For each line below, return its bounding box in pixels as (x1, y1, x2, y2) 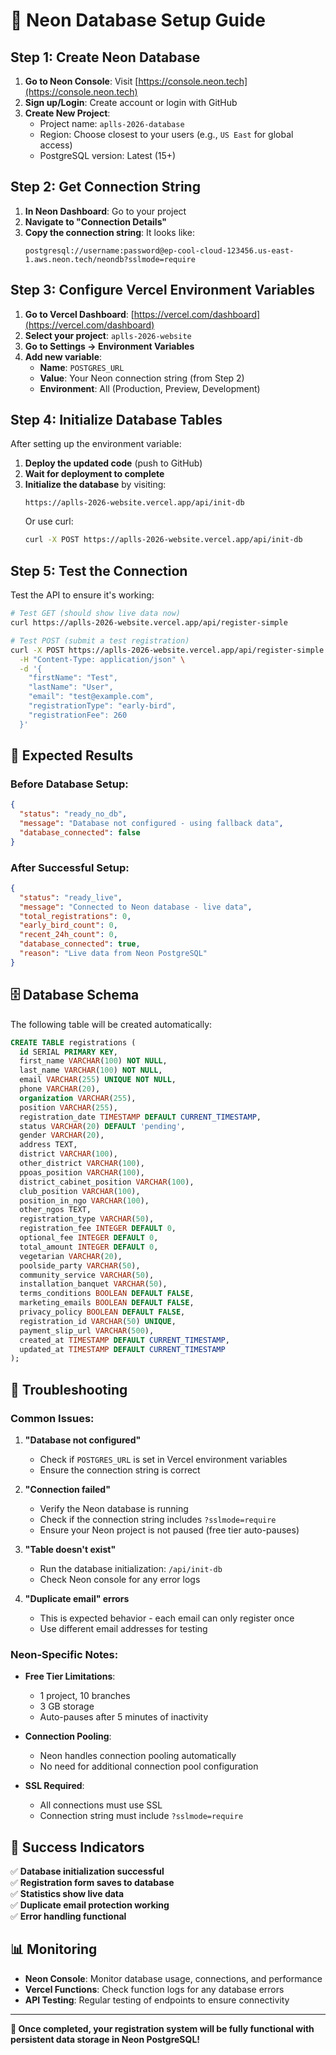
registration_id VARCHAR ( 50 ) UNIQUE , (19, 1316, 177, 1326)
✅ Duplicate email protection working (10, 1899, 170, 1911)
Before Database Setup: (10, 777, 129, 791)
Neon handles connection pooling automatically (39, 1750, 237, 1762)
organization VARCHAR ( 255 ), (19, 1093, 137, 1103)
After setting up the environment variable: (10, 438, 182, 450)
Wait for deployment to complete (24, 468, 165, 480)
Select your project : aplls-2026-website (24, 329, 192, 341)
